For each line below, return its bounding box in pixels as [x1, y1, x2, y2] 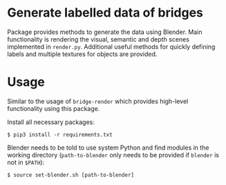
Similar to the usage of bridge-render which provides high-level [7, 97, 189, 105]
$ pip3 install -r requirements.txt [7, 131, 113, 138]
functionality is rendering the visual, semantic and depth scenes [7, 35, 190, 43]
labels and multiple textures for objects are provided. [7, 50, 158, 58]
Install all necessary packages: [7, 118, 95, 126]
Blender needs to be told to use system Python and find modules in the [7, 143, 209, 152]
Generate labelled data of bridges [7, 5, 204, 21]
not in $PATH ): [7, 158, 45, 166]
